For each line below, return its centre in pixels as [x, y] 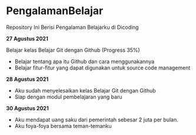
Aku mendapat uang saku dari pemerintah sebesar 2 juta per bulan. [96, 120]
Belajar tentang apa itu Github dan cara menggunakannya [84, 61]
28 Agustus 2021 [27, 79]
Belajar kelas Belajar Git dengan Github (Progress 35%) [73, 50]
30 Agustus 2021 [27, 108]
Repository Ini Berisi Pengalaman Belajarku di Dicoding [73, 27]
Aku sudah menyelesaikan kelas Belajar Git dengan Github [85, 90]
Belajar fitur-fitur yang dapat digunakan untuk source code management [102, 67]
